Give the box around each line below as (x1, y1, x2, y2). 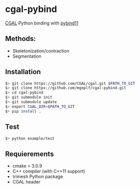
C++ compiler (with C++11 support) (12, 168, 85, 174)
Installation (5, 67, 41, 76)
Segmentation (12, 53, 41, 59)
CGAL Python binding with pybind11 (5, 20, 78, 26)
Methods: (5, 34, 36, 43)
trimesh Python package (12, 173, 63, 179)
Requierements (5, 149, 54, 158)
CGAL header (12, 179, 41, 185)
